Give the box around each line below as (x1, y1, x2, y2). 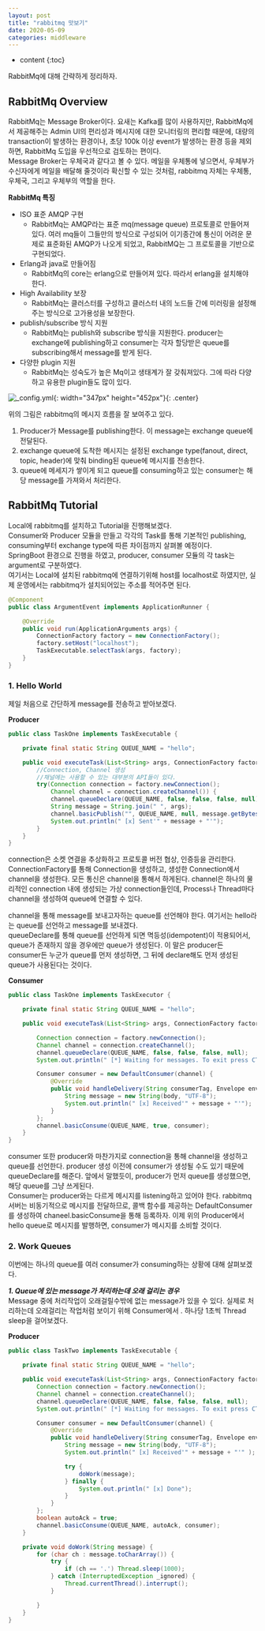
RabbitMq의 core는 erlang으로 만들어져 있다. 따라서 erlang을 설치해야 (31, 269, 249, 279)
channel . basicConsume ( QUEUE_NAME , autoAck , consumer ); (36, 1521, 221, 1529)
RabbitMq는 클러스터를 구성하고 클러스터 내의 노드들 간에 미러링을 (31, 298, 236, 308)
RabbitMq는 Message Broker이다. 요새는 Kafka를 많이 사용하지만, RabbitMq (8, 117, 247, 126)
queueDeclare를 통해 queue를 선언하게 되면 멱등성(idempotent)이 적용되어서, (8, 931, 251, 940)
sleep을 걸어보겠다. (8, 1316, 69, 1325)
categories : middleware (8, 33, 87, 42)
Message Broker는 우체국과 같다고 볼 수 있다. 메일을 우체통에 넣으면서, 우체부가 (8, 156, 255, 166)
